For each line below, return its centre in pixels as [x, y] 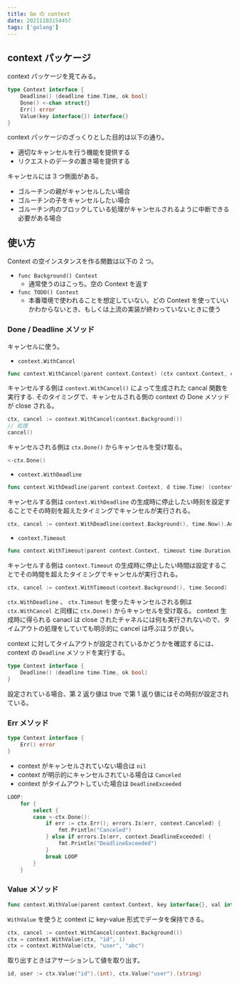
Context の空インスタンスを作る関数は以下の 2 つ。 [83, 261]
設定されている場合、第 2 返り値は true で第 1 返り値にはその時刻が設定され [118, 694]
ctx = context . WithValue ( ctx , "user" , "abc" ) [76, 946]
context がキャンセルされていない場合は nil [82, 766]
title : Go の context [39, 14]
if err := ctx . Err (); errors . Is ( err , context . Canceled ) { [133, 824]
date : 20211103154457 [39, 21]
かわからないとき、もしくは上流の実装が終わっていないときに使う [124, 310]
